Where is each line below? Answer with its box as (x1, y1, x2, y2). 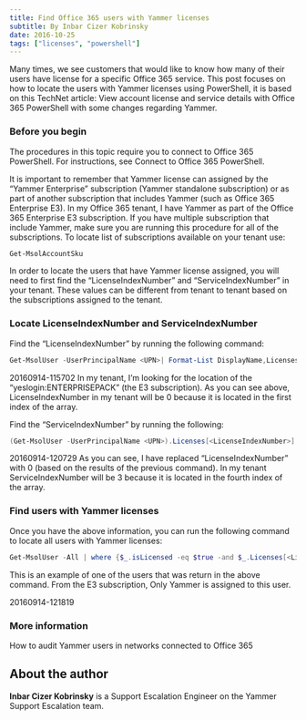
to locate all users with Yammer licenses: (9, 535, 163, 546)
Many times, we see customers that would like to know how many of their (9, 64, 285, 75)
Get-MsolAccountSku (9, 249, 84, 258)
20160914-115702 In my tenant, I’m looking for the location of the (9, 372, 253, 383)
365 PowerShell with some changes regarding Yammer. (9, 102, 218, 114)
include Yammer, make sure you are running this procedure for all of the (9, 221, 280, 232)
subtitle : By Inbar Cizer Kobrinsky (9, 22, 148, 31)
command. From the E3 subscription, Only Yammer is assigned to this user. (9, 579, 291, 590)
